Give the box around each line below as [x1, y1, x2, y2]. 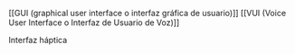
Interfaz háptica [8, 35, 68, 45]
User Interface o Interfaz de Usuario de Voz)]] [8, 17, 180, 28]
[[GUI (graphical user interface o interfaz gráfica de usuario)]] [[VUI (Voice [8, 8, 287, 18]
